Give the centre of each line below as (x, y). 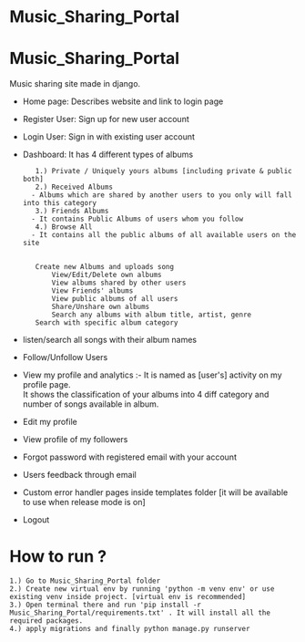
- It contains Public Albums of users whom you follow (137, 219)
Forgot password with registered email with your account (129, 457)
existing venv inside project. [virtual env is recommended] (128, 597)
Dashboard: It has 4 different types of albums (108, 155)
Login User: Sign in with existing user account (109, 137)
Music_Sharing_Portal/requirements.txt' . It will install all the (140, 613)
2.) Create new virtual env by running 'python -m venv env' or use (142, 589)
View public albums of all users (115, 299)
